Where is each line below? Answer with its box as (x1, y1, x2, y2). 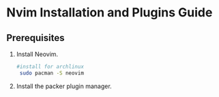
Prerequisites (6, 32, 65, 44)
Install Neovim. (16, 50, 59, 58)
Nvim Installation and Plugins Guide (6, 5, 213, 20)
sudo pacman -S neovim (19, 70, 85, 77)
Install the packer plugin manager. (16, 82, 112, 90)
